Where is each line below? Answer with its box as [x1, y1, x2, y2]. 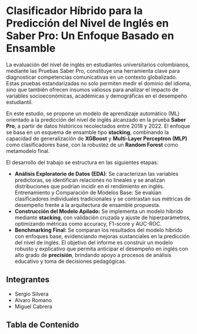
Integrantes [6, 275, 50, 285]
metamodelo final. [6, 147, 50, 154]
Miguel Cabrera [14, 303, 53, 310]
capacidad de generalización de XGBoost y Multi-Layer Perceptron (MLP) [6, 135, 188, 142]
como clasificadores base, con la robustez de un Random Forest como [6, 141, 178, 148]
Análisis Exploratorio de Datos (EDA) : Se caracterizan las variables [14, 170, 179, 177]
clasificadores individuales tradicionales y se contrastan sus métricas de [14, 195, 191, 202]
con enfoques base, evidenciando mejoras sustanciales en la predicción [14, 232, 190, 239]
